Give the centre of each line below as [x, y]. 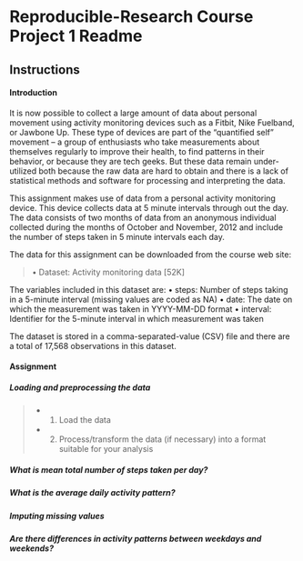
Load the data [85, 420]
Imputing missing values [57, 516]
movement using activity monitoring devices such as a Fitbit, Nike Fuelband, [152, 122]
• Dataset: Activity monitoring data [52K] [108, 272]
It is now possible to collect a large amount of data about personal [133, 113]
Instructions [45, 70]
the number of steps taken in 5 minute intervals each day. [117, 236]
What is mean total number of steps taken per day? [109, 469]
